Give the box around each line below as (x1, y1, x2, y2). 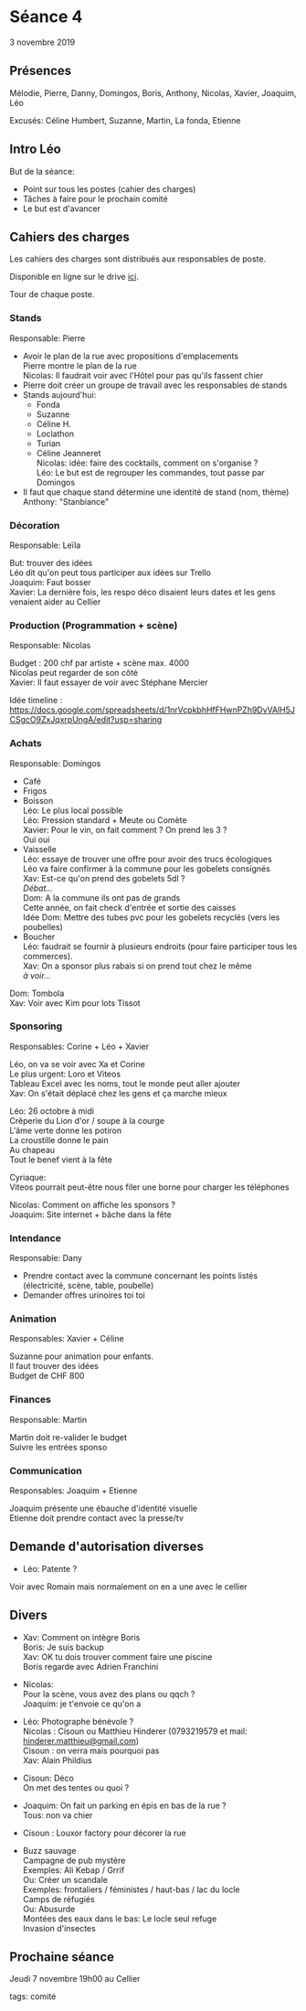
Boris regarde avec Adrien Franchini (22, 1661, 159, 1672)
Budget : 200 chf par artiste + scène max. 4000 (9, 658, 190, 669)
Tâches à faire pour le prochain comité (22, 193, 168, 204)
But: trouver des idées (9, 557, 93, 568)
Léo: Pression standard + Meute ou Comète (22, 814, 187, 825)
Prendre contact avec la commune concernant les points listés (22, 1270, 259, 1281)
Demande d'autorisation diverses (9, 1539, 204, 1555)
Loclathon (36, 428, 75, 439)
